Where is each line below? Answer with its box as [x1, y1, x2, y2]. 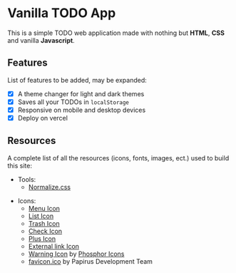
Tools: [17, 175, 36, 183]
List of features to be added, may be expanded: [7, 76, 148, 84]
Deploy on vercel [17, 113, 68, 122]
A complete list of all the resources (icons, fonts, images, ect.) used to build [7, 153, 230, 162]
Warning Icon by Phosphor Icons [28, 249, 125, 258]
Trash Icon [28, 219, 60, 227]
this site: [7, 161, 32, 170]
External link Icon [28, 242, 80, 250]
